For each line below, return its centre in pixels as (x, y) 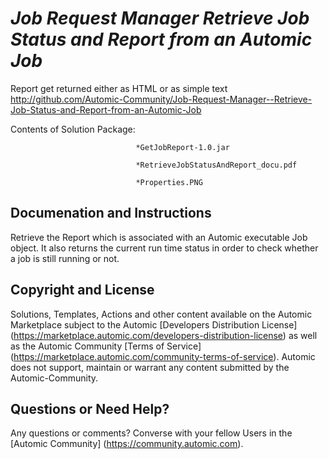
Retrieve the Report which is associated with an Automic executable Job (159, 237)
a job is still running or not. (65, 258)
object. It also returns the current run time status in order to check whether (164, 248)
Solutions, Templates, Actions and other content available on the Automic (161, 314)
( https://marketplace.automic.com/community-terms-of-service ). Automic (163, 356)
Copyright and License (82, 290)
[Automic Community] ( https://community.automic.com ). (127, 444)
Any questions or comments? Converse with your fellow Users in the (151, 433)
